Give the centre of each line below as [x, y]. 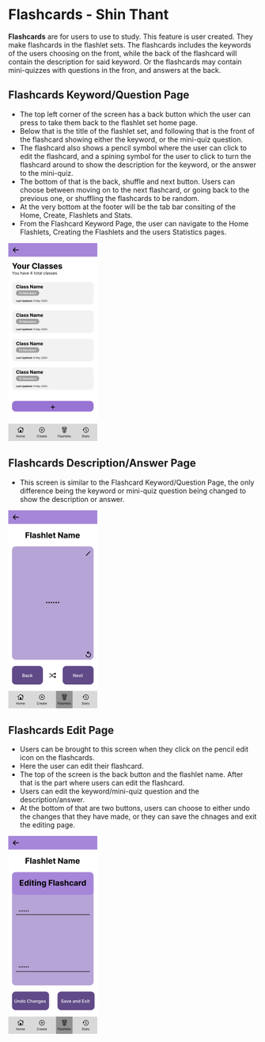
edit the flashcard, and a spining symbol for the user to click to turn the [135, 156]
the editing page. [47, 825]
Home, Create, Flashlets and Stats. [76, 215]
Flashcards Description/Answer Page [102, 464]
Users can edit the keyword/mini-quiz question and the [109, 791]
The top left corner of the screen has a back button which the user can [135, 114]
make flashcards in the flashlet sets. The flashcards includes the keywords [130, 44]
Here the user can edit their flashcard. [81, 766]
